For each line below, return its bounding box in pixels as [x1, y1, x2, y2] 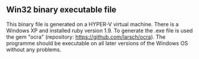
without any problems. [6, 46, 62, 53]
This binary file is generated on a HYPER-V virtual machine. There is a [6, 20, 179, 27]
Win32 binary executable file [6, 5, 117, 15]
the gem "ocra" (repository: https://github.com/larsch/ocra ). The [6, 33, 166, 41]
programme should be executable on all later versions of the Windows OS [6, 39, 188, 46]
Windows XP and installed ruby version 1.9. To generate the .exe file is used [6, 27, 193, 34]
